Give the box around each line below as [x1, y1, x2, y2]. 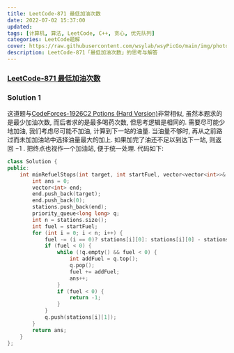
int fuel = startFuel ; [32, 223, 98, 230]
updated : [7, 23, 33, 30]
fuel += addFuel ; [69, 268, 120, 276]
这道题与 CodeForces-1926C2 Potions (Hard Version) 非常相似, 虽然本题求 [7, 110, 217, 118]
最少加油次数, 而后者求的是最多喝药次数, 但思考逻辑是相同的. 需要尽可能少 [13, 118, 225, 126]
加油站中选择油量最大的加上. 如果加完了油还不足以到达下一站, [31, 135, 208, 144]
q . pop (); [69, 262, 95, 269]
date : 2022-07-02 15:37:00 [7, 17, 86, 24]
